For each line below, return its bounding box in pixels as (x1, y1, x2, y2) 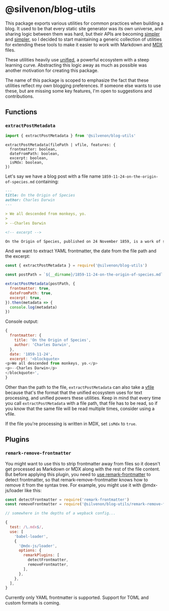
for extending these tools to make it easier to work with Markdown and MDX (5, 41, 163, 47)
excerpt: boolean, (10, 155, 49, 161)
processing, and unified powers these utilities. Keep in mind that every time (5, 394, 161, 401)
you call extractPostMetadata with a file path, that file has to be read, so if (5, 400, 158, 406)
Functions (5, 108, 38, 116)
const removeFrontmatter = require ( (5, 502, 82, 507)
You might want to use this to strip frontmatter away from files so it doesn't (5, 460, 160, 466)
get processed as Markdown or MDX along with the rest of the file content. (5, 466, 160, 472)
